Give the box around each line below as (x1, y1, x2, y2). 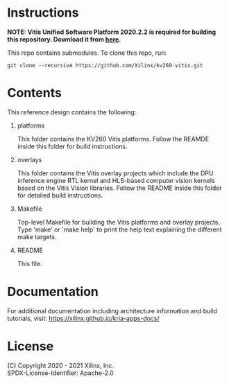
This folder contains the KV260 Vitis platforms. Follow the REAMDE (17, 134, 210, 143)
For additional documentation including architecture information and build (7, 306, 217, 315)
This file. (17, 259, 42, 268)
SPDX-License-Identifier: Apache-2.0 (7, 369, 114, 377)
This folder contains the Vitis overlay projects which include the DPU (17, 168, 214, 177)
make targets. (17, 232, 57, 241)
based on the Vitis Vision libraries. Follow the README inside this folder (17, 184, 222, 192)
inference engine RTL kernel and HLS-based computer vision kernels (17, 176, 215, 184)
